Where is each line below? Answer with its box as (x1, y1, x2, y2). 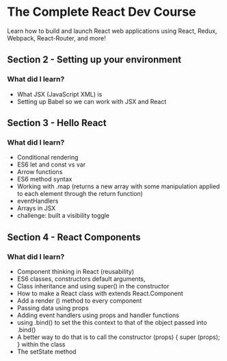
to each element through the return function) (16, 190, 144, 198)
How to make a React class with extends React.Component (16, 289, 183, 297)
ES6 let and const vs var (16, 160, 86, 169)
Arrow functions (16, 168, 63, 176)
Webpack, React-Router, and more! (7, 34, 106, 42)
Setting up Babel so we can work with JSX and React (16, 97, 167, 105)
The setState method (16, 347, 77, 356)
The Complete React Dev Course (7, 4, 196, 20)
